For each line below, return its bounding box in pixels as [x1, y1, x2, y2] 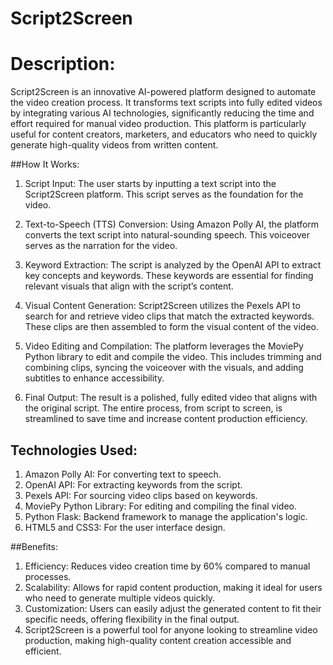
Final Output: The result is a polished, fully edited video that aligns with [24, 392, 318, 404]
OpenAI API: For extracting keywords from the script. [24, 478, 243, 491]
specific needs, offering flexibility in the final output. [24, 613, 240, 625]
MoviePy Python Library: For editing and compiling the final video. [24, 500, 298, 512]
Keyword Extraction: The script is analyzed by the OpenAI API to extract [24, 259, 322, 271]
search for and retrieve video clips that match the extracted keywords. [24, 310, 315, 322]
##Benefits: [10, 540, 58, 552]
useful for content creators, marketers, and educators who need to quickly [10, 128, 318, 141]
